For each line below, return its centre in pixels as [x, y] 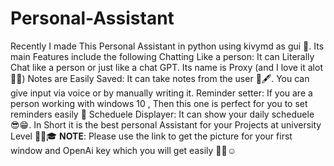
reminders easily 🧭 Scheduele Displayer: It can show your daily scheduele [162, 114]
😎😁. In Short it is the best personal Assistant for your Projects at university [166, 124]
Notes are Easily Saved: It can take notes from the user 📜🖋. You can [168, 78]
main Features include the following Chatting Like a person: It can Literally [162, 56]
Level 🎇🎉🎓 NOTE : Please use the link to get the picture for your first [151, 136]
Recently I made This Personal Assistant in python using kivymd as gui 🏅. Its [167, 46]
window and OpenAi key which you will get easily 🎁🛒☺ [123, 150]
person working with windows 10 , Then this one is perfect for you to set [159, 103]
